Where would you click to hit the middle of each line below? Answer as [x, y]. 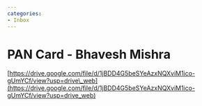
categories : [24, 14]
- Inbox [18, 20]
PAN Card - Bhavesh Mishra [89, 54]
